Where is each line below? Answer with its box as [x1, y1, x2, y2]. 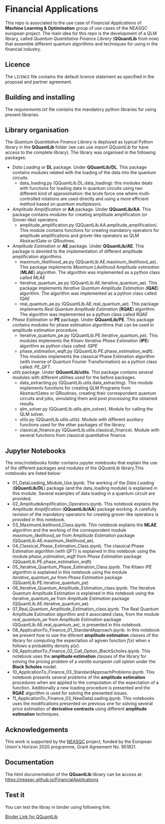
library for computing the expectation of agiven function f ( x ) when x [12, 638, 150, 643]
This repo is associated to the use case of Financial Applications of [5, 20, 142, 26]
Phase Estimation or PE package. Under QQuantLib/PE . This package [12, 317, 154, 322]
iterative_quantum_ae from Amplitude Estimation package [12, 595, 130, 601]
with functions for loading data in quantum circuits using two [19, 185, 143, 191]
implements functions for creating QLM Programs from [19, 385, 131, 391]
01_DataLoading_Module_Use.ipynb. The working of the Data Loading [12, 480, 154, 486]
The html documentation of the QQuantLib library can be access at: [5, 771, 143, 777]
